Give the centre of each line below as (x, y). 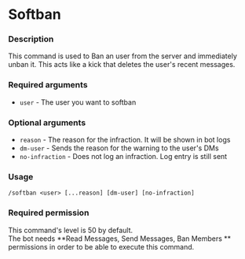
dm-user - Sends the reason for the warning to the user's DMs (119, 148)
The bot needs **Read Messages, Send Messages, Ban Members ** (120, 239)
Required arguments (48, 85)
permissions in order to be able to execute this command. (101, 246)
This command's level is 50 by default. (71, 230)
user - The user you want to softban (78, 102)
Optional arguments (47, 122)
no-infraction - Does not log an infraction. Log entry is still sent (123, 157)
